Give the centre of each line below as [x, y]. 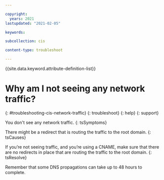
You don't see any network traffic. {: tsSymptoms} [56, 122]
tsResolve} [16, 157]
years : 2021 [22, 19]
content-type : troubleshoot [34, 50]
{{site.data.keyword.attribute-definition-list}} [51, 68]
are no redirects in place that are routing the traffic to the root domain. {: [79, 152]
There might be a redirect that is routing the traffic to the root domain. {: [78, 132]
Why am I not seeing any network [75, 89]
